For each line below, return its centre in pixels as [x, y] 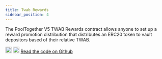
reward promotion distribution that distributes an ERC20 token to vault [79, 34]
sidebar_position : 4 [27, 15]
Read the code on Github [46, 51]
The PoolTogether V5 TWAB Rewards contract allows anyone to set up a [81, 29]
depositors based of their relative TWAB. [48, 40]
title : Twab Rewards [27, 10]
